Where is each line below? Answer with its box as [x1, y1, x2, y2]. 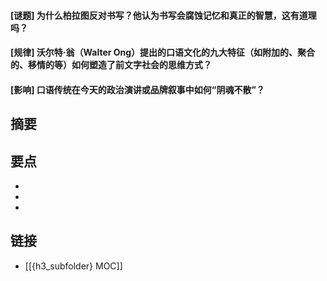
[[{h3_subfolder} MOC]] [24, 260, 123, 272]
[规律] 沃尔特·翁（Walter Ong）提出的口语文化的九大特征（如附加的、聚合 [10, 46, 316, 59]
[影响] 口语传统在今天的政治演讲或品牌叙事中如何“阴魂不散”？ [10, 83, 265, 95]
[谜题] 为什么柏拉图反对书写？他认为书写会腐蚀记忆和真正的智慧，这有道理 [10, 9, 317, 21]
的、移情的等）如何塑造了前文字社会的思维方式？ [10, 59, 212, 71]
